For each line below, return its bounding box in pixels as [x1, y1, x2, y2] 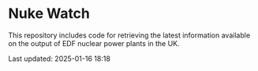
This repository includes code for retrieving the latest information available [8, 30, 251, 40]
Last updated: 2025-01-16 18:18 [8, 54, 110, 63]
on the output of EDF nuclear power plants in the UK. [8, 38, 180, 48]
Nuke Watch [8, 5, 91, 23]
